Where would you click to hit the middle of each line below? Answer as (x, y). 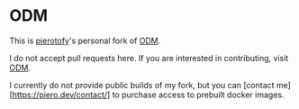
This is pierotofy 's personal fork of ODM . (85, 41)
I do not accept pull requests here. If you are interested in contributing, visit (149, 58)
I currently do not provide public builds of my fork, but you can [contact (142, 85)
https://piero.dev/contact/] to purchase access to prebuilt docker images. (148, 95)
